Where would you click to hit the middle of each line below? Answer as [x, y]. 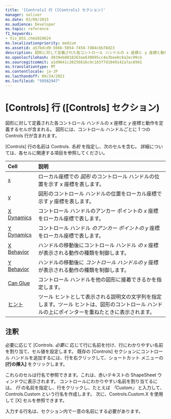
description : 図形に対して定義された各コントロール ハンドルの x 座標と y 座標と [83, 52]
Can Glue [19, 283]
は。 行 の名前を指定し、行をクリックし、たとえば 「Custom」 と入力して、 [85, 387]
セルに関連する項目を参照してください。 [65, 153]
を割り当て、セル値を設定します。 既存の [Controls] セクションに [73, 351]
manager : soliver [24, 15]
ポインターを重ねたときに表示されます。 [107, 312]
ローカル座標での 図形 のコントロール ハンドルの [96, 176]
